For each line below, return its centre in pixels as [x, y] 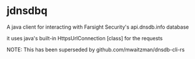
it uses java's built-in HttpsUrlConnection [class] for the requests [85, 38]
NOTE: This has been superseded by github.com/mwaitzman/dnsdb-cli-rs [96, 49]
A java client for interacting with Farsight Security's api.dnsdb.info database [98, 27]
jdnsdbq [27, 11]
